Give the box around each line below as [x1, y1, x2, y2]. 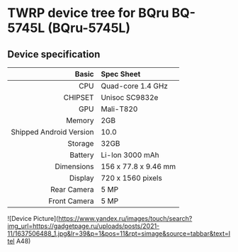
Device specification [7, 48, 101, 60]
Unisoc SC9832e [101, 93, 159, 102]
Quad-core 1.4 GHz [101, 81, 169, 91]
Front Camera [48, 196, 94, 206]
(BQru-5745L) [47, 20, 131, 36]
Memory [66, 115, 94, 125]
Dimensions [55, 161, 94, 171]
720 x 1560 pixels [101, 173, 163, 183]
